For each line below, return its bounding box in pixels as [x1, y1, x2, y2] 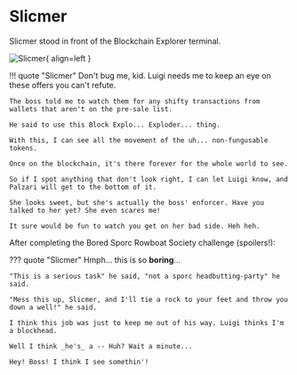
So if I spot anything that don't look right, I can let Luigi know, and [9, 175, 289, 183]
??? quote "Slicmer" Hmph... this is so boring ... [9, 254, 181, 265]
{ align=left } [45, 53, 92, 63]
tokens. [9, 143, 38, 152]
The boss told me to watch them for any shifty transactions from [9, 96, 261, 106]
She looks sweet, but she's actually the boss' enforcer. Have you [9, 198, 265, 207]
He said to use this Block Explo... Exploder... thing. [9, 120, 221, 129]
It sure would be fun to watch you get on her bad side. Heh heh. [9, 221, 261, 231]
